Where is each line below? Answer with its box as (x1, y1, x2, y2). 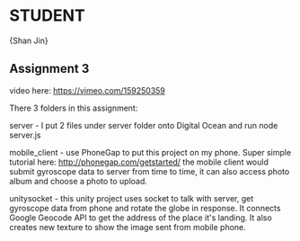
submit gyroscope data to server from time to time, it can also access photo (9, 165, 290, 176)
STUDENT (9, 5, 85, 26)
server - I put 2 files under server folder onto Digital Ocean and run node (9, 120, 278, 130)
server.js (9, 129, 42, 140)
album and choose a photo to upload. (9, 175, 148, 186)
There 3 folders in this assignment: (9, 103, 138, 113)
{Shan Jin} (9, 35, 49, 46)
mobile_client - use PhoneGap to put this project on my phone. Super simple (9, 147, 292, 157)
